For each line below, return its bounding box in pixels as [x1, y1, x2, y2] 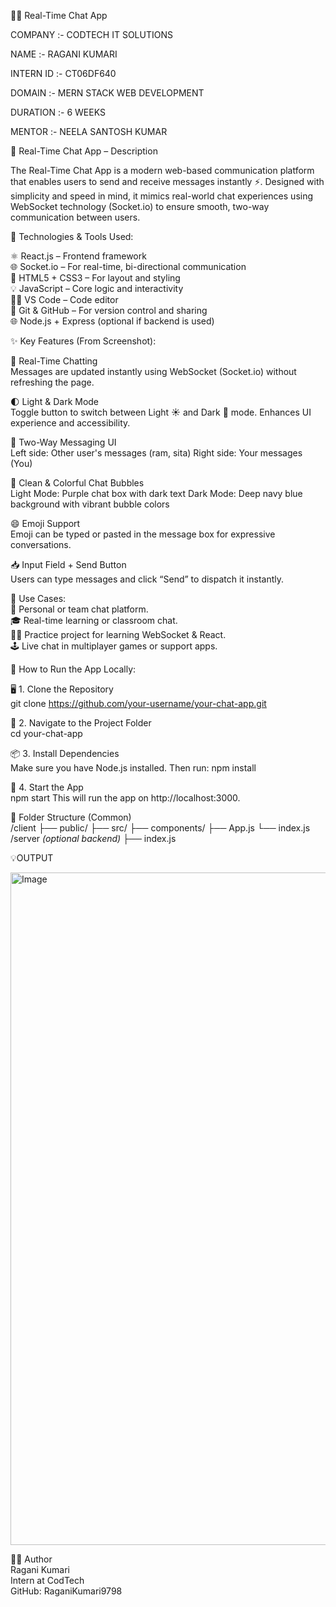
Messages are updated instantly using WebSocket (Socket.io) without [10, 366, 297, 377]
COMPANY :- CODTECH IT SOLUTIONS [10, 29, 173, 40]
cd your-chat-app [10, 728, 83, 739]
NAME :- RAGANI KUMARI [10, 48, 118, 60]
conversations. [10, 539, 72, 550]
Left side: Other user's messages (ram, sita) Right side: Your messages [10, 447, 303, 459]
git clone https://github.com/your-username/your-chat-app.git [10, 698, 267, 709]
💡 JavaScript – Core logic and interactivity [10, 283, 184, 294]
